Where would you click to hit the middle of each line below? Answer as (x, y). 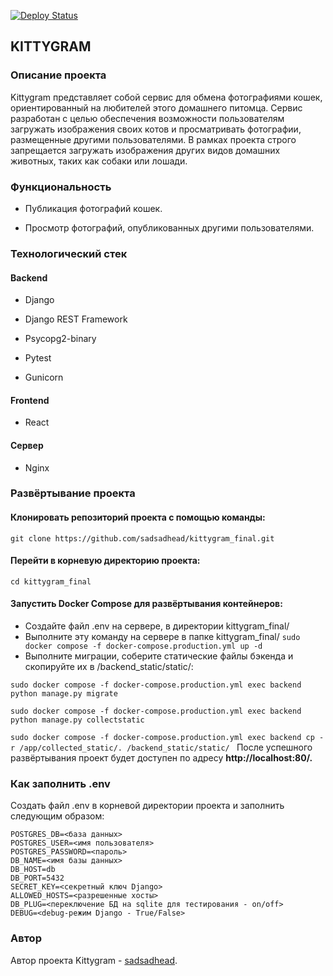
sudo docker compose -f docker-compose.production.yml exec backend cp (162, 738)
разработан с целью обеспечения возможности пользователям (147, 118)
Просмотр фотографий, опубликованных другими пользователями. (169, 227)
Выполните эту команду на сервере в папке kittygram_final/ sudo (162, 637)
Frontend (30, 400)
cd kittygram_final (51, 581)
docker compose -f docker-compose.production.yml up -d (143, 646)
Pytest (38, 358)
